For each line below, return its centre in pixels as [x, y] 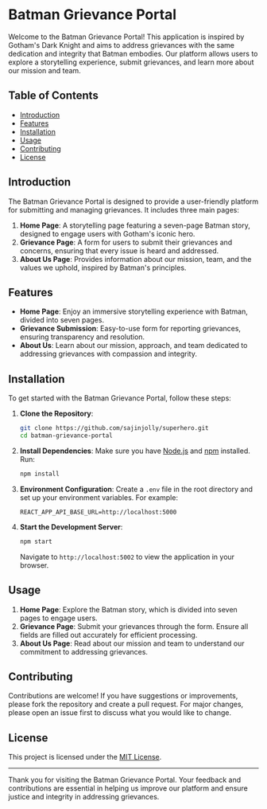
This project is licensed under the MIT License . [85, 757]
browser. [34, 565]
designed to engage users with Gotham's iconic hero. [107, 233]
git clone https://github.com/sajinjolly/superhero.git [114, 428]
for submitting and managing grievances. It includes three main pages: [124, 209]
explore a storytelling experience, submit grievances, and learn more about [131, 62]
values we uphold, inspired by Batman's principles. [103, 268]
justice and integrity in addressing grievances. [84, 797]
